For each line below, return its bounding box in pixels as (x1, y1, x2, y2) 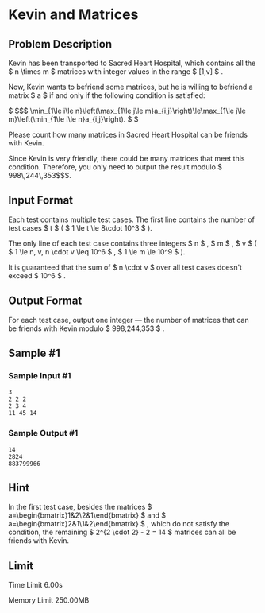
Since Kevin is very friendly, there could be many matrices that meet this (8, 153, 245, 163)
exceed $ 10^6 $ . (8, 270, 66, 280)
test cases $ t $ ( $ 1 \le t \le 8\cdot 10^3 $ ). (8, 223, 152, 232)
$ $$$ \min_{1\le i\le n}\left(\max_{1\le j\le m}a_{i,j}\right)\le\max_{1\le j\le (8, 106, 246, 115)
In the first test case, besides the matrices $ (8, 502, 152, 512)
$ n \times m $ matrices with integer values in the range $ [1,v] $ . (8, 67, 224, 76)
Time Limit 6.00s (8, 580, 63, 590)
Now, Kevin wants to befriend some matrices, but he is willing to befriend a (8, 82, 253, 91)
